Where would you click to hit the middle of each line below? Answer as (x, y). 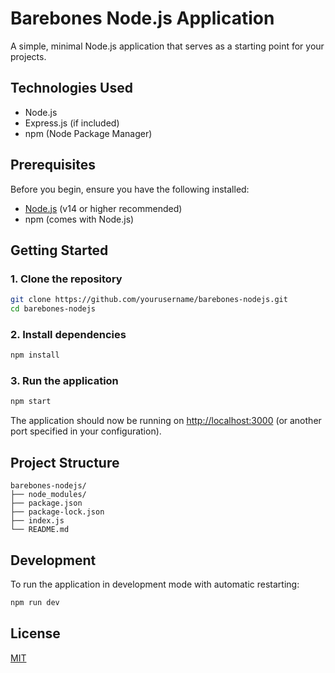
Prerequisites (53, 165)
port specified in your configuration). (86, 431)
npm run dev (35, 602)
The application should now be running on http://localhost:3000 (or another (166, 421)
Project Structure (65, 462)
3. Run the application (64, 381)
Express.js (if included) (72, 123)
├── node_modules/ (48, 495)
